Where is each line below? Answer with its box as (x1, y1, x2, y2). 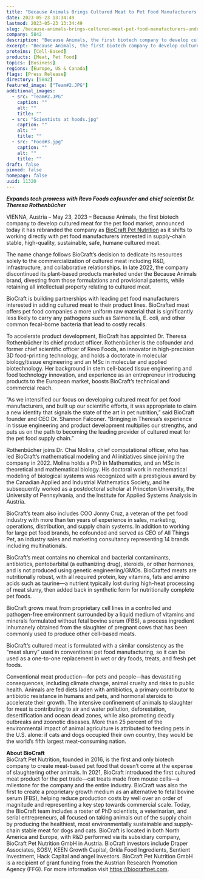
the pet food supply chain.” (6, 434, 74, 442)
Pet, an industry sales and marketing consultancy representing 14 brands (6, 535, 189, 542)
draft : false (6, 162, 39, 168)
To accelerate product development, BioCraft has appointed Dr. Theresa (6, 332, 187, 340)
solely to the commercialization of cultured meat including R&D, (6, 257, 165, 264)
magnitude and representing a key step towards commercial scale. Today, (6, 801, 191, 808)
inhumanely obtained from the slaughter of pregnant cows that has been (6, 623, 188, 631)
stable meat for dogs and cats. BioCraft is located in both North (21, 827, 180, 834)
